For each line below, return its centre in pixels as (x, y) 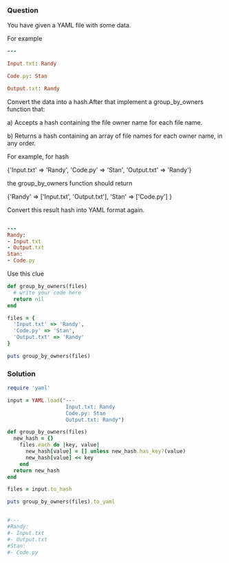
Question (23, 10)
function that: (26, 109)
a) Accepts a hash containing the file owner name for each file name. (105, 122)
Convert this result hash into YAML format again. (76, 209)
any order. (22, 143)
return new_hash (36, 471)
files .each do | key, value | (59, 445)
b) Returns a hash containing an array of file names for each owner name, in (115, 136)
